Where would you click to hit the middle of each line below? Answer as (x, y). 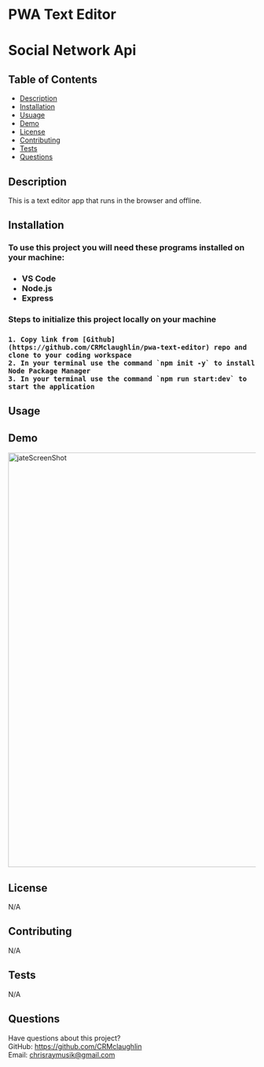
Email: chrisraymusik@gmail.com (62, 1054)
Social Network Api (72, 51)
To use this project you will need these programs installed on (126, 248)
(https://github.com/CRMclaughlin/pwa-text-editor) (109, 347)
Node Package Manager (49, 371)
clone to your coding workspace (70, 355)
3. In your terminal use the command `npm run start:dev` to (128, 379)
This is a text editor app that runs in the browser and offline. (105, 201)
